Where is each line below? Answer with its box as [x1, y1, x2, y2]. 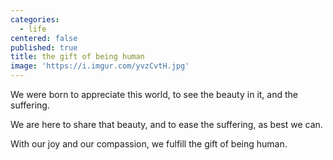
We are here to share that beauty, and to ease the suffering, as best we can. [10, 119, 323, 130]
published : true [10, 42, 78, 53]
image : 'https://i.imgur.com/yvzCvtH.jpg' [10, 61, 190, 71]
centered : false [10, 33, 78, 43]
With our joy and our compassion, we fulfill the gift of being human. [10, 138, 288, 150]
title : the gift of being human [10, 52, 145, 62]
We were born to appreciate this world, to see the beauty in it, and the [10, 89, 298, 100]
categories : [10, 14, 60, 25]
